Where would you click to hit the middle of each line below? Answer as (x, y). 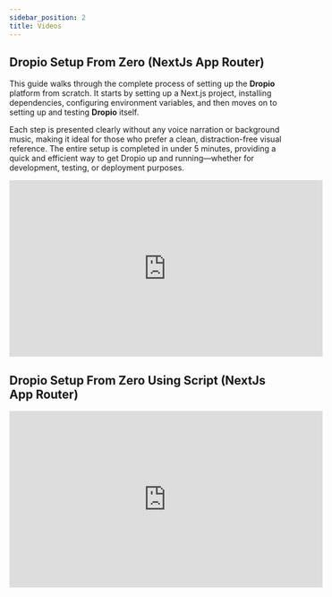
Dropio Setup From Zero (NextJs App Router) (137, 62)
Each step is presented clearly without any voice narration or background (145, 130)
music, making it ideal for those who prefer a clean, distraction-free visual (145, 139)
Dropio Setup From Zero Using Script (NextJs (138, 381)
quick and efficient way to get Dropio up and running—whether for (132, 159)
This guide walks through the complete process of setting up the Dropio (142, 84)
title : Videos (36, 26)
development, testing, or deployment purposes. (97, 168)
